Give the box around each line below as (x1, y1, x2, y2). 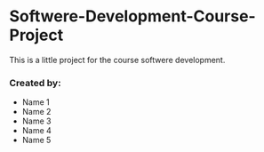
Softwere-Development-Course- (9, 6, 256, 27)
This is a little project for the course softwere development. (9, 54, 226, 65)
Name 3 (21, 116, 52, 126)
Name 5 (21, 135, 52, 146)
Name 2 (21, 107, 52, 117)
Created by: (9, 76, 61, 89)
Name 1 (21, 97, 51, 108)
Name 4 (21, 125, 52, 136)
